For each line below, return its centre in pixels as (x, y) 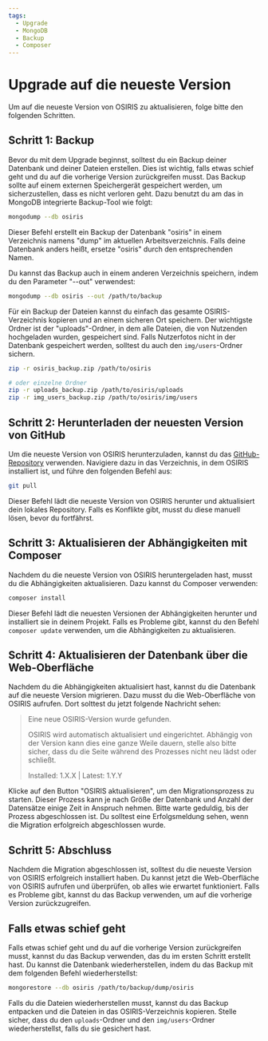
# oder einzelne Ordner (48, 383)
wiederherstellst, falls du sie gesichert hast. (80, 1028)
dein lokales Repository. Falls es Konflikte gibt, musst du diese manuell (124, 509)
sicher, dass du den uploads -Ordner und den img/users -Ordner (112, 1019)
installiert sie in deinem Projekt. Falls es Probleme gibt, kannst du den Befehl (134, 621)
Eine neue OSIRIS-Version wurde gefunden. (99, 719)
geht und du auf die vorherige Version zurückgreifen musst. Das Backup (127, 176)
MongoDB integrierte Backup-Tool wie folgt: (81, 202)
